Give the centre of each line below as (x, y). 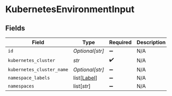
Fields (15, 28)
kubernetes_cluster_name (38, 70)
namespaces (21, 86)
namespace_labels (29, 78)
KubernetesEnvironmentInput (70, 9)
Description (151, 42)
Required (121, 42)
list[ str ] (82, 86)
